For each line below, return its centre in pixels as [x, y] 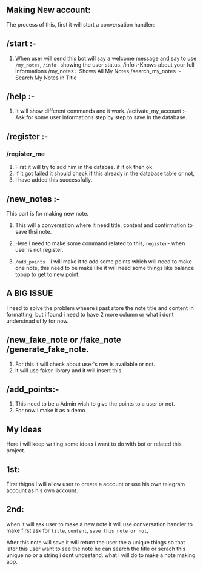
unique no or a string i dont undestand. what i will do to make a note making [101, 555]
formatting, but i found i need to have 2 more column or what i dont [90, 314]
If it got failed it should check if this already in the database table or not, [105, 173]
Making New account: [48, 10]
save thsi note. [33, 231]
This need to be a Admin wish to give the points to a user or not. [95, 404]
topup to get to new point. [47, 274]
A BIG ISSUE [30, 293]
